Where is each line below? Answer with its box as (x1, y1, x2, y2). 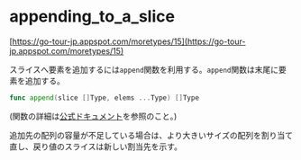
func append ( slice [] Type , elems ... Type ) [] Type (9, 93, 200, 102)
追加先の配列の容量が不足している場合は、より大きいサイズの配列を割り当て (9, 129, 293, 140)
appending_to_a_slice (9, 6, 176, 27)
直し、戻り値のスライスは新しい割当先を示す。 (9, 141, 183, 152)
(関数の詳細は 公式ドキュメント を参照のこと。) (9, 111, 178, 121)
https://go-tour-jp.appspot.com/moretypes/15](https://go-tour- (12, 36, 246, 47)
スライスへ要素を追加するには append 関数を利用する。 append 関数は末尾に (9, 64, 279, 75)
